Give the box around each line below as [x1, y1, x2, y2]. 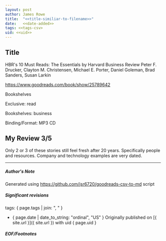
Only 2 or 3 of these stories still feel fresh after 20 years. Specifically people [5, 147, 161, 153]
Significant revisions [5, 192, 49, 198]
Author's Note [5, 168, 35, 174]
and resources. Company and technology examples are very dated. [5, 153, 142, 159]
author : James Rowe [5, 12, 45, 17]
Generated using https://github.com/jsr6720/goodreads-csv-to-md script [5, 181, 155, 187]
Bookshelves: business [5, 110, 52, 116]
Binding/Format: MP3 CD [5, 120, 56, 126]
